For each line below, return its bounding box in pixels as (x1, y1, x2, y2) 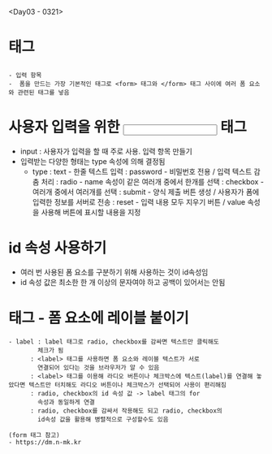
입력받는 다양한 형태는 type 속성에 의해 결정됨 (19, 157, 166, 166)
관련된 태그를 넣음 (17, 89, 70, 97)
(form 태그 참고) (8, 431, 61, 439)
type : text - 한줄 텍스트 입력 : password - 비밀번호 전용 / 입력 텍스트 (32, 166, 253, 177)
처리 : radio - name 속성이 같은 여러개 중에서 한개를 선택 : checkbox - (41, 177, 264, 187)
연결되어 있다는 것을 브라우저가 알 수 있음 (37, 364, 160, 372)
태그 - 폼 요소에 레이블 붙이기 (8, 309, 189, 327)
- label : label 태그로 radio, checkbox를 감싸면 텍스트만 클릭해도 (8, 338, 219, 346)
